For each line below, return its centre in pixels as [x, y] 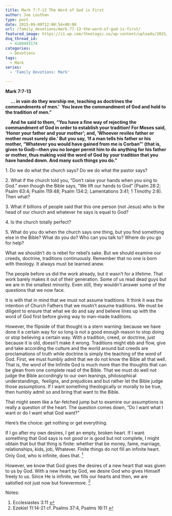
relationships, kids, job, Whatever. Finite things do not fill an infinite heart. [83, 449]
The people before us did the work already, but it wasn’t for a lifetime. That [84, 274]
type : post [17, 20]
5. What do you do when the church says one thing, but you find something [85, 232]
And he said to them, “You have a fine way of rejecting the [73, 122]
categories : [18, 48]
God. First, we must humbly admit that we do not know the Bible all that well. [86, 359]
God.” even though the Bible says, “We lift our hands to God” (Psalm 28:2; [83, 186]
